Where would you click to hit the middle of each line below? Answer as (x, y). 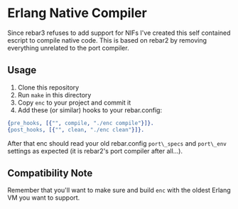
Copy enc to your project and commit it (74, 102)
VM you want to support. (44, 198)
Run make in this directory (54, 95)
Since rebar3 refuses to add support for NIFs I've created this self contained (119, 33)
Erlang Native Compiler (77, 13)
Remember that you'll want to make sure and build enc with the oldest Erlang (119, 191)
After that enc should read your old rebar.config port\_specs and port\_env (117, 143)
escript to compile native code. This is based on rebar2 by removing (107, 40)
